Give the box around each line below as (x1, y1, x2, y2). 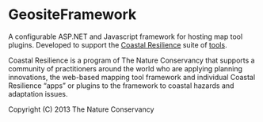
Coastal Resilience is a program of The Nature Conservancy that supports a (8, 55, 255, 65)
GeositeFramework (8, 6, 137, 24)
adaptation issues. (8, 89, 68, 98)
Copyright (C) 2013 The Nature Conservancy (8, 105, 154, 114)
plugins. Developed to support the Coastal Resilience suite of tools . (8, 40, 227, 49)
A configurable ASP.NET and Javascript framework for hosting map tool (8, 32, 243, 41)
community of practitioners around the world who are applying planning (8, 63, 243, 73)
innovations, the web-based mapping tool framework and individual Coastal (8, 72, 256, 82)
